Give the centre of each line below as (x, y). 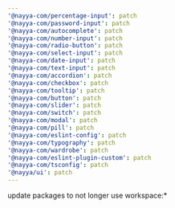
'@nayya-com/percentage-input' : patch (72, 16)
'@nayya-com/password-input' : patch (69, 23)
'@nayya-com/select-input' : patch (65, 53)
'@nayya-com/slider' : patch (55, 105)
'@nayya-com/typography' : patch (61, 143)
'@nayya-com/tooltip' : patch (56, 90)
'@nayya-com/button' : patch (55, 98)
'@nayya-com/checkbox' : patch (58, 83)
